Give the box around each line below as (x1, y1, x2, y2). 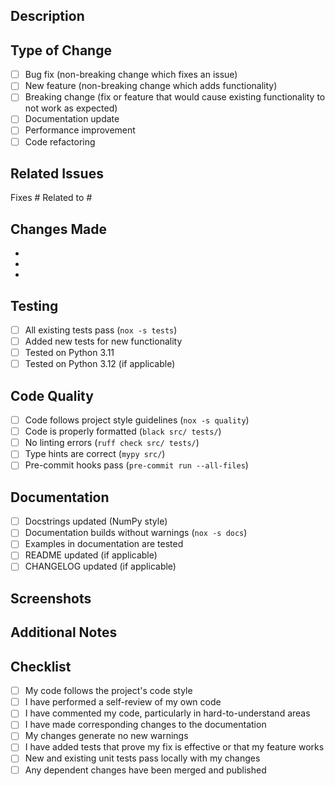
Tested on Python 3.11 (24, 347, 115, 359)
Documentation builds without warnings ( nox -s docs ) (24, 527, 248, 539)
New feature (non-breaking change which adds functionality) (24, 80, 278, 92)
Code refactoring (24, 135, 96, 148)
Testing (10, 297, 59, 314)
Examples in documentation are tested (24, 538, 184, 550)
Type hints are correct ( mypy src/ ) (24, 448, 166, 460)
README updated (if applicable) (24, 549, 158, 561)
